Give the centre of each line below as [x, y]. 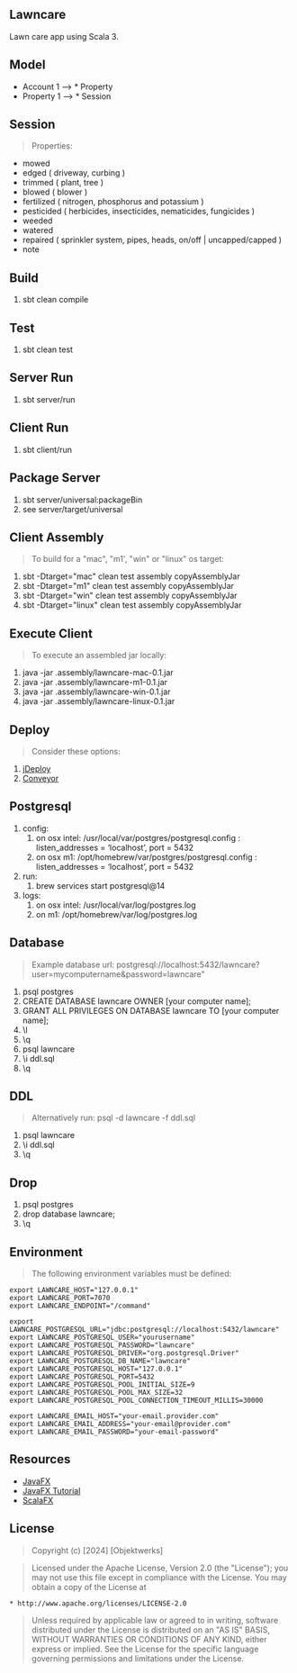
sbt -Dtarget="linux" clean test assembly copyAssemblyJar [132, 605]
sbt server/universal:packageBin [82, 500]
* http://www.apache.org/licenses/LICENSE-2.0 [98, 1603]
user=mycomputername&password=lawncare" [118, 974]
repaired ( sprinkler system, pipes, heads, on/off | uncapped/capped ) [152, 240]
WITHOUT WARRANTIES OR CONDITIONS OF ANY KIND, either [149, 1639]
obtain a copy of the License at [89, 1587]
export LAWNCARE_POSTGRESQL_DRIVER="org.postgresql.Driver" [125, 1353]
